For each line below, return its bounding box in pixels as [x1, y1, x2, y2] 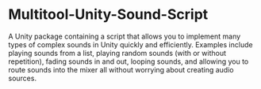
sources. [8, 73, 37, 83]
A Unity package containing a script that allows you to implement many [8, 32, 241, 41]
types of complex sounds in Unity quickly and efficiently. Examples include [8, 39, 253, 49]
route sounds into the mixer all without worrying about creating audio [8, 65, 234, 74]
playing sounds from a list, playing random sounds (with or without [8, 48, 227, 57]
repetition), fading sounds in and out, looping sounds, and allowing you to [8, 57, 249, 66]
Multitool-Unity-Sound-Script [8, 6, 209, 24]
